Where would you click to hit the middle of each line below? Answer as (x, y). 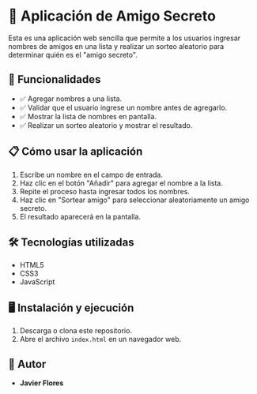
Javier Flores (42, 383)
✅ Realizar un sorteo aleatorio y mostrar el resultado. (106, 125)
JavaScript (37, 282)
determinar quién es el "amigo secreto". (73, 54)
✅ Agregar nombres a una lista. (71, 99)
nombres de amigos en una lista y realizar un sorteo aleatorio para (116, 46)
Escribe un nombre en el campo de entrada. (91, 174)
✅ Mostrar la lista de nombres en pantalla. (88, 116)
